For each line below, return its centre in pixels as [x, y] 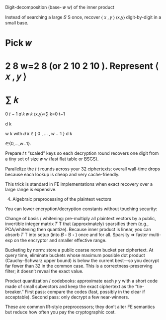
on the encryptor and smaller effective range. [60, 240]
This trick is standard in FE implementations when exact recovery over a [79, 184]
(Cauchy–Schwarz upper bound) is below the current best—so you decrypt [82, 261]
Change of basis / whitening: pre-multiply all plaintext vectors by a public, [81, 219]
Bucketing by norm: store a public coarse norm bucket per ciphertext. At [79, 250]
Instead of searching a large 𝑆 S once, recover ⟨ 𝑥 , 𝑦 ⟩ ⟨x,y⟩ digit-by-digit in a [83, 17]
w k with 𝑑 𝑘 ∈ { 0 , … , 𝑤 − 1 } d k [39, 134]
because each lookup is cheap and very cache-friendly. [62, 175]
